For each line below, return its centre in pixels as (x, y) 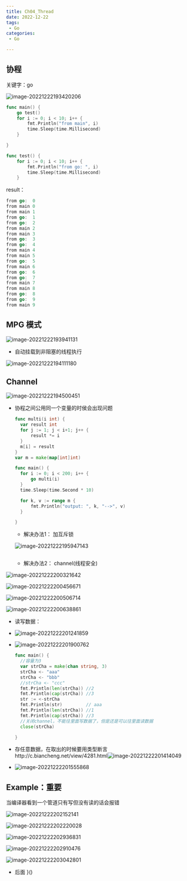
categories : (21, 34)
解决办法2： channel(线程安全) (61, 564)
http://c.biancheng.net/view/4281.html (61, 756)
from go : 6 (21, 272)
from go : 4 (21, 245)
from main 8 (21, 289)
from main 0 (21, 207)
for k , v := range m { (48, 501)
